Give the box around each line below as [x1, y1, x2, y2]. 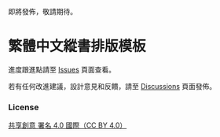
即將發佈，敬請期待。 [8, 7, 77, 16]
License [8, 102, 39, 113]
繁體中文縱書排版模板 [8, 38, 147, 55]
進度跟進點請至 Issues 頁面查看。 [8, 65, 116, 74]
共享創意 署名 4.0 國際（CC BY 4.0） [8, 120, 127, 130]
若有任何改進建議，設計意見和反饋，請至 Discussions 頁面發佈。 [8, 81, 217, 91]
